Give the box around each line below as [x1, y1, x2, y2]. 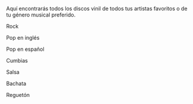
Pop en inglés [6, 34, 40, 41]
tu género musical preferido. [6, 11, 76, 18]
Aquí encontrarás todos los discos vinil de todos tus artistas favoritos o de [6, 5, 188, 12]
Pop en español [6, 45, 45, 53]
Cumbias [6, 57, 28, 64]
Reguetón [6, 92, 30, 98]
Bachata [6, 80, 27, 87]
